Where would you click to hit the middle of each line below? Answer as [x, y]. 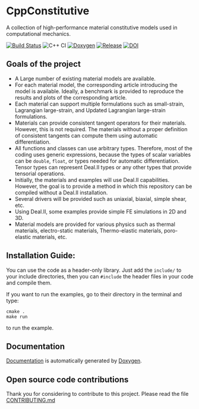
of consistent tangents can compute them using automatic [86, 135]
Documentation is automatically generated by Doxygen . [74, 361]
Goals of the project [44, 64]
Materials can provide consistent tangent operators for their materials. [100, 123]
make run [17, 317]
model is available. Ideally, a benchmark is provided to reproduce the [99, 91]
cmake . [16, 311]
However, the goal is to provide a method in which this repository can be [103, 186]
